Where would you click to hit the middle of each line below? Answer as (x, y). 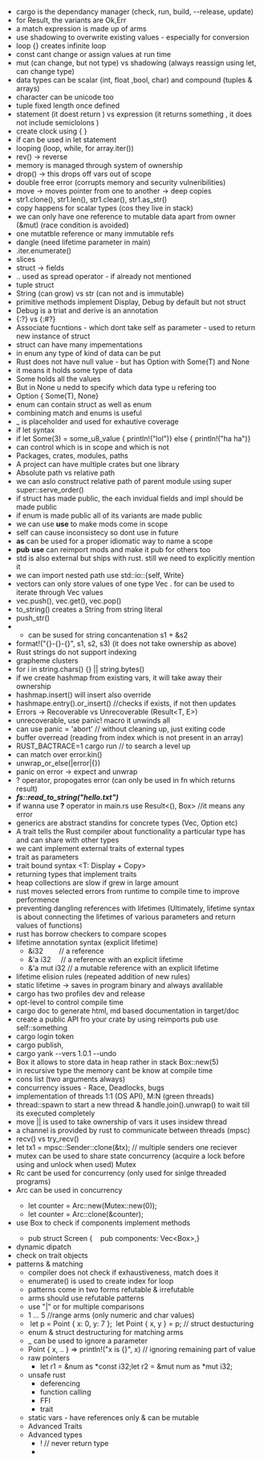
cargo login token (45, 1036)
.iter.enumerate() (44, 251)
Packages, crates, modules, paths (72, 456)
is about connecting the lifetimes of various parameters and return (126, 917)
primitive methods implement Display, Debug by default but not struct (131, 302)
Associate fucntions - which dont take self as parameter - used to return (136, 328)
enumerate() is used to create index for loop (101, 1281)
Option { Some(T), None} (57, 396)
